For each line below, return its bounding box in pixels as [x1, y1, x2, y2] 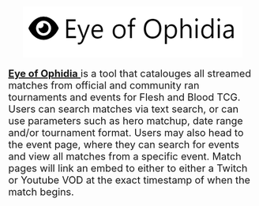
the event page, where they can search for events [8, 138, 239, 151]
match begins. [8, 185, 75, 198]
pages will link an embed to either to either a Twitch [8, 162, 248, 174]
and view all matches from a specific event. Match [8, 150, 242, 163]
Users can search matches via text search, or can [8, 103, 239, 115]
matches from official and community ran [8, 79, 200, 92]
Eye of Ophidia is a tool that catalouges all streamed [8, 67, 251, 80]
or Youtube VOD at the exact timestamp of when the [8, 174, 251, 186]
